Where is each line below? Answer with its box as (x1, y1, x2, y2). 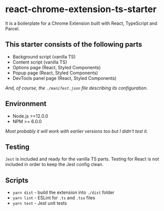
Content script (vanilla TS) (12, 59, 67, 65)
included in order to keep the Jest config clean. (5, 162, 104, 168)
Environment (5, 99, 47, 108)
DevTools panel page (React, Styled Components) (12, 75, 117, 81)
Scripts (5, 176, 29, 185)
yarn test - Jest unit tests (12, 200, 67, 206)
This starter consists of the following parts (5, 40, 142, 49)
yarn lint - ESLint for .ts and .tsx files (12, 195, 95, 201)
